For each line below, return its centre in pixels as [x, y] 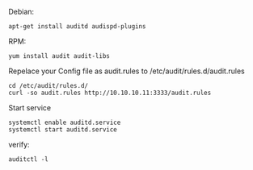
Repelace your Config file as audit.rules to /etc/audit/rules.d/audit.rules [126, 71]
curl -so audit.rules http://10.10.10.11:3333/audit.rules [110, 93]
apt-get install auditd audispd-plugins [78, 27]
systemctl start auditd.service [63, 130]
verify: [19, 145]
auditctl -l [28, 160]
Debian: [21, 12]
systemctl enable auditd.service [65, 122]
